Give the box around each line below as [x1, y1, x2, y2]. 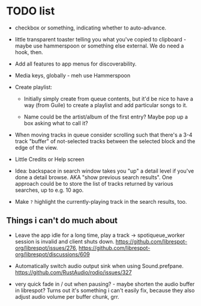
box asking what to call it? [23, 119, 88, 127]
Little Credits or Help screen [14, 155, 85, 163]
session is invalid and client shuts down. [14, 237, 115, 245]
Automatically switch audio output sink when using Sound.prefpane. [14, 262, 184, 269]
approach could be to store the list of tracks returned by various [14, 180, 173, 187]
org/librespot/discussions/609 [14, 251, 90, 258]
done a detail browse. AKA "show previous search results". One [14, 173, 173, 181]
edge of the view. [14, 144, 58, 151]
